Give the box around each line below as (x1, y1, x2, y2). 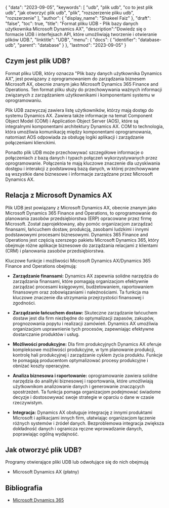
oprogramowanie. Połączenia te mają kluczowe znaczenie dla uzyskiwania (5, 160, 160, 166)
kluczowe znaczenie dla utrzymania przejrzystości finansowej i (12, 294, 144, 300)
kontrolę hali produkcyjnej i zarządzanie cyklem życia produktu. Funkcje (12, 352, 163, 358)
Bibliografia (5, 484, 43, 492)
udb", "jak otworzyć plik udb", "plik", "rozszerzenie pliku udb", (5, 10, 134, 16)
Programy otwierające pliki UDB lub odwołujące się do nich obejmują (5, 459, 149, 465)
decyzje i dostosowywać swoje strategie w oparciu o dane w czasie (12, 394, 154, 400)
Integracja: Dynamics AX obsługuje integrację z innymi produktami (12, 409, 153, 416)
